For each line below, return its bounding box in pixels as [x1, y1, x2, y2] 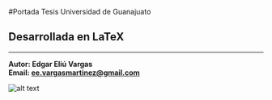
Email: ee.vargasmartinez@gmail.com [8, 68, 140, 77]
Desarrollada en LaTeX [8, 30, 125, 44]
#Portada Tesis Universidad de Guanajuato [8, 7, 151, 16]
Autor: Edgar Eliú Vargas [8, 59, 93, 69]
